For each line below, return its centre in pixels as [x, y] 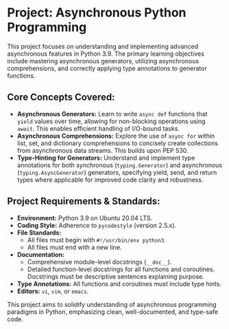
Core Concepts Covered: [61, 97]
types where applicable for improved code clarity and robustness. [110, 180]
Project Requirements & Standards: [84, 201]
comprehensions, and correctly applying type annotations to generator [107, 68]
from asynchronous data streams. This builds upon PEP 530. [103, 150]
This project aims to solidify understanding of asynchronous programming [112, 304]
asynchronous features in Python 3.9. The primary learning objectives [106, 54]
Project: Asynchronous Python [97, 13]
